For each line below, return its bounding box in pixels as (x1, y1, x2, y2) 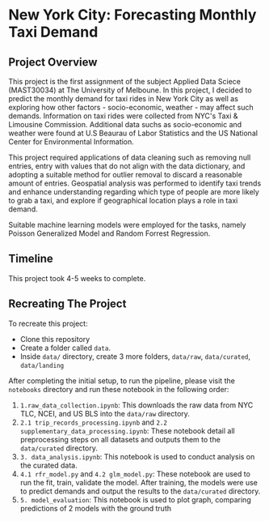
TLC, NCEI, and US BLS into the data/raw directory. (19, 408, 190, 418)
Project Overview (8, 55, 98, 69)
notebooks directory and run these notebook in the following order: (8, 384, 229, 394)
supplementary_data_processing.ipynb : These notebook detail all (19, 425, 236, 435)
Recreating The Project (8, 297, 127, 311)
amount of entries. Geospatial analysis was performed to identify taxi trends (8, 178, 262, 188)
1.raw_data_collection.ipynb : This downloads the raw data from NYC (19, 399, 254, 410)
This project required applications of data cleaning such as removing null (8, 152, 251, 162)
